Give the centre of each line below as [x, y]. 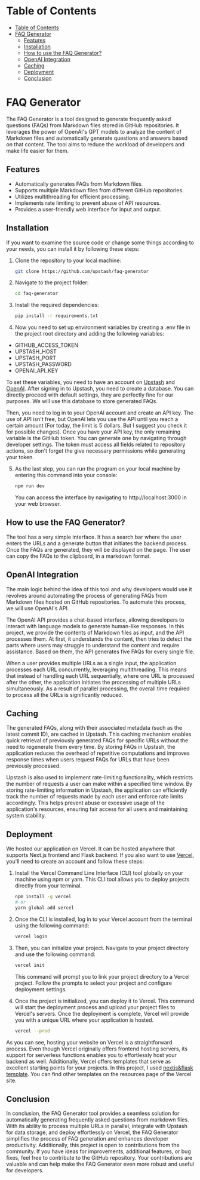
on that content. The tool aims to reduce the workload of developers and [96, 144]
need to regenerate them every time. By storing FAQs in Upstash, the [91, 747]
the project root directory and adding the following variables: [89, 334]
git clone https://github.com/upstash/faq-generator [82, 271]
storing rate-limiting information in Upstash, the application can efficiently [97, 790]
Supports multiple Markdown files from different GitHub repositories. [99, 190]
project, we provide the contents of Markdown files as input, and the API [95, 632]
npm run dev [30, 486]
